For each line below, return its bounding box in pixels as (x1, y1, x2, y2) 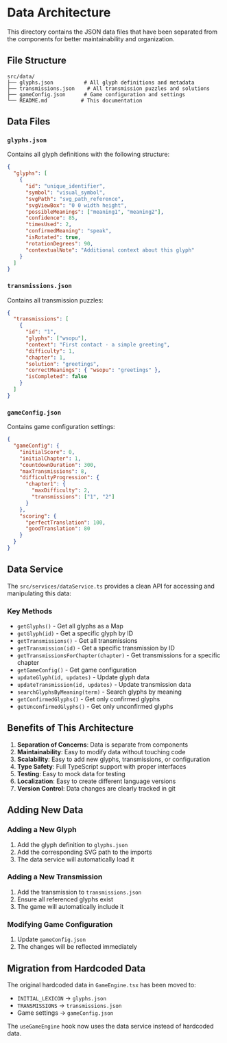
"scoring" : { (19, 512, 57, 520)
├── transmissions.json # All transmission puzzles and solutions (7, 85, 211, 92)
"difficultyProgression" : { (19, 474, 99, 481)
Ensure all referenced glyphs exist (16, 895, 114, 903)
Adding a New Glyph (7, 825, 77, 835)
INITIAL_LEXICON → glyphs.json (16, 993, 107, 1002)
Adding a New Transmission (7, 872, 103, 881)
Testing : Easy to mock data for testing (16, 769, 126, 778)
